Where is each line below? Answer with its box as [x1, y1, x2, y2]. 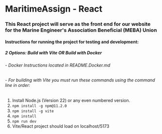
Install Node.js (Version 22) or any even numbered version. [12, 97, 130, 103]
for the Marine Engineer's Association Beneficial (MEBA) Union [5, 27, 157, 33]
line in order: [5, 83, 31, 88]
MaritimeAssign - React [5, 3, 103, 15]
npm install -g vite [12, 108, 54, 114]
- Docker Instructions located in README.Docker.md [5, 62, 110, 68]
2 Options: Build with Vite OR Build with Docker [5, 50, 102, 56]
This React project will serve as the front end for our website [5, 21, 151, 28]
